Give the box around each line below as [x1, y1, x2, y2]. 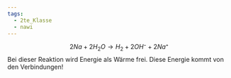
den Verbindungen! [7, 63, 64, 71]
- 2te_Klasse [13, 17, 52, 24]
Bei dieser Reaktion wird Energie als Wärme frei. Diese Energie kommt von [7, 56, 225, 64]
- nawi [13, 23, 33, 30]
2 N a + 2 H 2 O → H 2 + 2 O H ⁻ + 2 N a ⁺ [69, 43, 169, 53]
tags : [7, 10, 23, 18]
